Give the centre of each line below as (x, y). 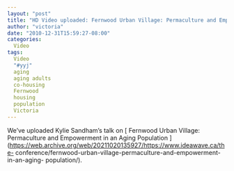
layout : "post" (29, 14)
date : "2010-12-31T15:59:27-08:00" (59, 33)
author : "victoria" (36, 26)
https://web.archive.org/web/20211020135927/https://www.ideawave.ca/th (117, 145)
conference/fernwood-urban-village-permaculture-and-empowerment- (118, 152)
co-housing (29, 85)
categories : (24, 40)
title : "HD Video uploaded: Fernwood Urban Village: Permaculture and (112, 20)
